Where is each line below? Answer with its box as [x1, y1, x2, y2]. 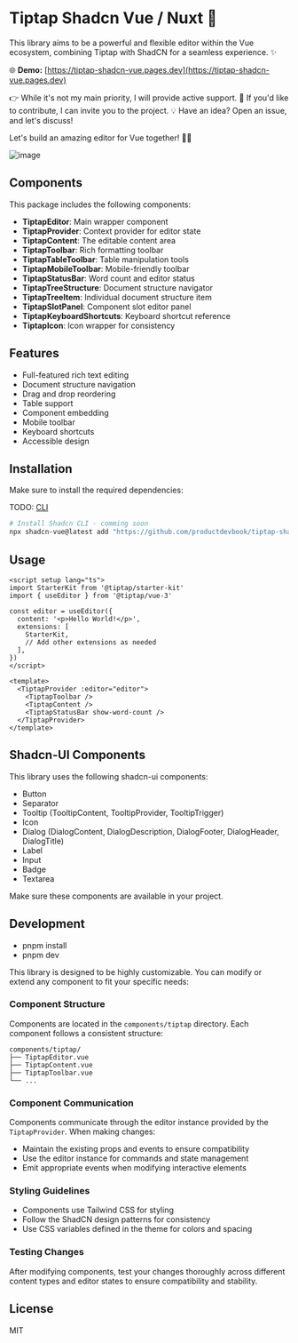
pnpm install [21, 939, 67, 950]
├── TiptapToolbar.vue [9, 1068, 93, 1077]
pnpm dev [21, 949, 59, 960]
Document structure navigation [21, 379, 136, 389]
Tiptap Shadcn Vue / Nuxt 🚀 [9, 8, 217, 28]
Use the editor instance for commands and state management [21, 1153, 249, 1163]
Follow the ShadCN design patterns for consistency [21, 1214, 211, 1225]
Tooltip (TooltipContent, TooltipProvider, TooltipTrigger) [21, 807, 224, 818]
